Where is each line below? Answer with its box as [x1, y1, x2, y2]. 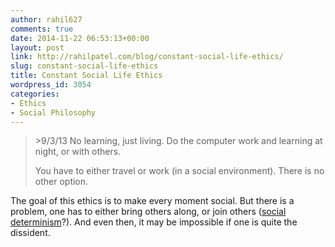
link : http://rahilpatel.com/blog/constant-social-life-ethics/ [10, 52, 284, 62]
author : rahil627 [10, 14, 83, 25]
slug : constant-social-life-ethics [10, 61, 159, 71]
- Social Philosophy [10, 107, 97, 118]
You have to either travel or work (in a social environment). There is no [34, 165, 325, 177]
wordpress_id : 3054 [10, 80, 92, 90]
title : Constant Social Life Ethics [10, 71, 163, 81]
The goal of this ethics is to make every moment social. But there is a [10, 195, 295, 207]
